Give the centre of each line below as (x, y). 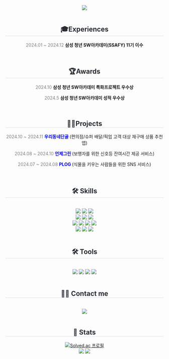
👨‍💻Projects (84, 124)
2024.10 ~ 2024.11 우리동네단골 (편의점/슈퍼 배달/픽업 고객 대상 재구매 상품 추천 (84, 137)
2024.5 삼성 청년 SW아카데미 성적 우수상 (84, 98)
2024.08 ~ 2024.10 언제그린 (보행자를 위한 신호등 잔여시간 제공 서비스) (84, 154)
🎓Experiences (84, 29)
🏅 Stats (84, 333)
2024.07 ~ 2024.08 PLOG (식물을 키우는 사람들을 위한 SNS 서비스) (84, 164)
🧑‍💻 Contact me (84, 294)
